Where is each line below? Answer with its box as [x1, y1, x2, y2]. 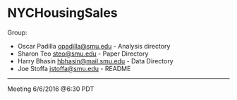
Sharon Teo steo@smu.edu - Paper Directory [17, 49, 149, 58]
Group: [7, 28, 28, 37]
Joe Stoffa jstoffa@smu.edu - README [17, 64, 131, 73]
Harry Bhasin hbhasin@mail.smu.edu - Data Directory [17, 56, 174, 65]
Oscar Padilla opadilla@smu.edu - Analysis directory [17, 42, 171, 50]
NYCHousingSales [7, 5, 118, 21]
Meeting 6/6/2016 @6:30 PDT [7, 85, 95, 93]
